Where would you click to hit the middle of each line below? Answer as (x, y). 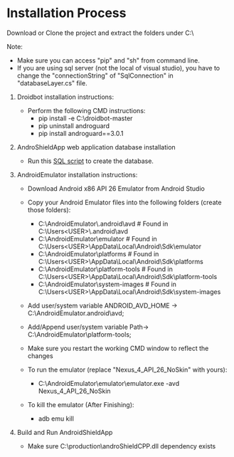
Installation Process (67, 13)
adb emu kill (56, 419)
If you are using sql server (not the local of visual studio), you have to (118, 68)
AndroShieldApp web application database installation (96, 147)
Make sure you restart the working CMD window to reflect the (118, 348)
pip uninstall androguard (74, 125)
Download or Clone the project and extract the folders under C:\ (100, 33)
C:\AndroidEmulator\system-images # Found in (107, 284)
